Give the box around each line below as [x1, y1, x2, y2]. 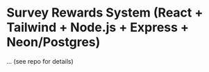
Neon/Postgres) [6, 35, 101, 50]
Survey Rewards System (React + [6, 5, 203, 21]
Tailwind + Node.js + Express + [6, 19, 189, 35]
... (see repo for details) [6, 57, 74, 65]
